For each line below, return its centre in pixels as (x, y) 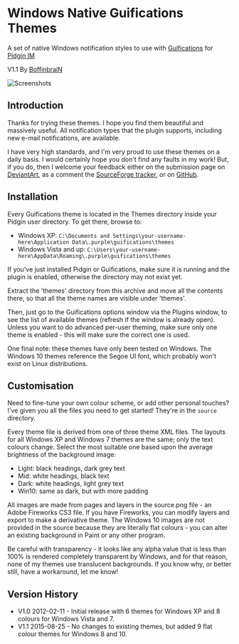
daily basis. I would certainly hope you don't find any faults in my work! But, (118, 159)
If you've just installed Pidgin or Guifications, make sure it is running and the (118, 269)
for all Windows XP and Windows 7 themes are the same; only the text (110, 440)
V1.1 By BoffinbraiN (35, 69)
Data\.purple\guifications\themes (123, 242)
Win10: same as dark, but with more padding (83, 491)
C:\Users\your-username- (124, 250)
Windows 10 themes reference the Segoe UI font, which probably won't (112, 356)
